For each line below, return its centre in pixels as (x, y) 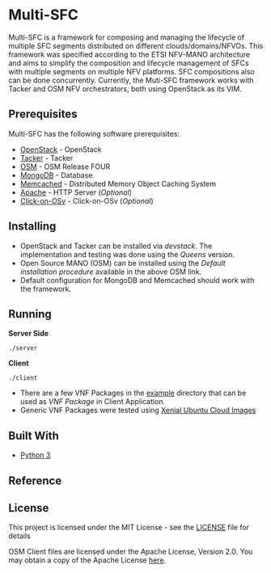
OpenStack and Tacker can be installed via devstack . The (116, 246)
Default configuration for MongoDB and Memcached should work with (137, 280)
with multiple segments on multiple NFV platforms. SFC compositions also (131, 71)
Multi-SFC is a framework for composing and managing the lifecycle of (127, 37)
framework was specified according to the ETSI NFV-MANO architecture (129, 54)
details (19, 536)
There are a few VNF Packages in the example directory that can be (133, 393)
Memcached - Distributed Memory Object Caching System (118, 183)
